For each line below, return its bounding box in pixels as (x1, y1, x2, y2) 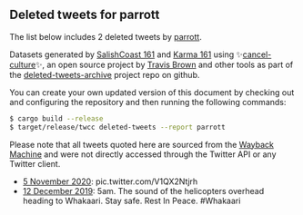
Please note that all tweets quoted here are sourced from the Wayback (9, 139, 275, 150)
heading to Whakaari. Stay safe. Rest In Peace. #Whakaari (22, 195, 241, 206)
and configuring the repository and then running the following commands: (9, 96, 287, 107)
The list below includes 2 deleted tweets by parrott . (9, 31, 202, 42)
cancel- (242, 49, 272, 60)
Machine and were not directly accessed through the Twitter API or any (9, 149, 277, 160)
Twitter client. (9, 158, 61, 169)
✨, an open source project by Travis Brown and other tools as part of (35, 59, 294, 70)
